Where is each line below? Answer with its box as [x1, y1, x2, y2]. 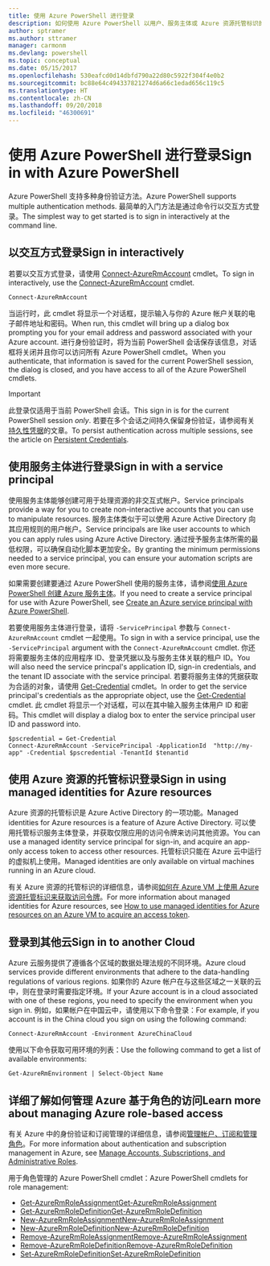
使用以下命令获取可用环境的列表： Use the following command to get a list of [8, 1045, 261, 1054]
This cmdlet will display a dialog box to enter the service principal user [22, 709, 256, 720]
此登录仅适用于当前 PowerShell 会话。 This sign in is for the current [8, 405, 229, 415]
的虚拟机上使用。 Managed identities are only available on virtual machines [8, 857, 255, 866]
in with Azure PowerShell [8, 164, 179, 182]
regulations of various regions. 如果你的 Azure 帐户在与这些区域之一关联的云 [8, 976, 262, 986]
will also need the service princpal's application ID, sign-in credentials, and [8, 661, 256, 672]
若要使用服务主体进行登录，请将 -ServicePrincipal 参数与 [8, 623, 201, 632]
